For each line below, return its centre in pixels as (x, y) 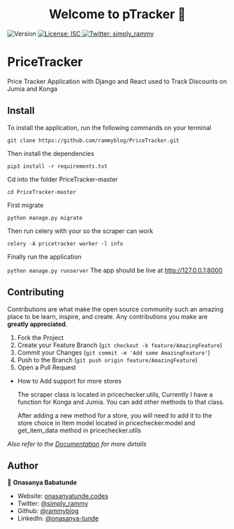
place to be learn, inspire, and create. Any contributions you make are (108, 316)
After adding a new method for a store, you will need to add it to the (115, 415)
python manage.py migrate (45, 218)
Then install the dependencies (51, 153)
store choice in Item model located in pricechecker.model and (106, 423)
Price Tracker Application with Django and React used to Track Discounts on (117, 81)
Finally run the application (44, 256)
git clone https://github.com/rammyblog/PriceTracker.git (93, 140)
